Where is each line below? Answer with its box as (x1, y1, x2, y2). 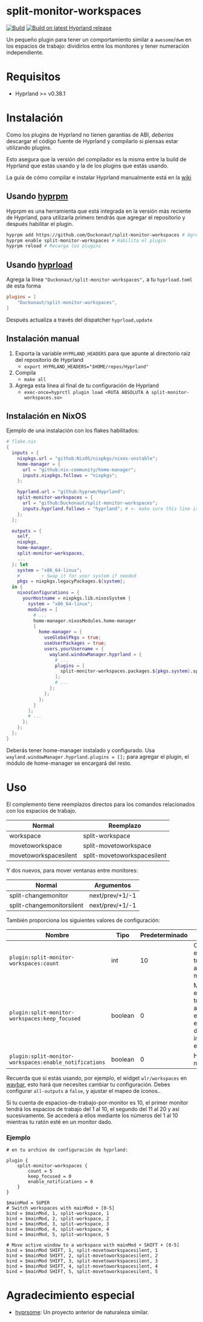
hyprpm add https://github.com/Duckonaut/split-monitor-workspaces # (6, 231, 185, 238)
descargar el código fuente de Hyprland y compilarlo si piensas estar (6, 137, 179, 144)
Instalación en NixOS (6, 411, 86, 421)
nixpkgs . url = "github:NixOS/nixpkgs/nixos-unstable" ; (17, 455, 158, 462)
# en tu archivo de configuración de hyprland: (6, 1147, 129, 1153)
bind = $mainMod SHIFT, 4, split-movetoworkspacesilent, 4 (6, 1263, 158, 1269)
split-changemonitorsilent (9, 901, 83, 909)
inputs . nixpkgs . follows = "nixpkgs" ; (22, 472, 118, 479)
